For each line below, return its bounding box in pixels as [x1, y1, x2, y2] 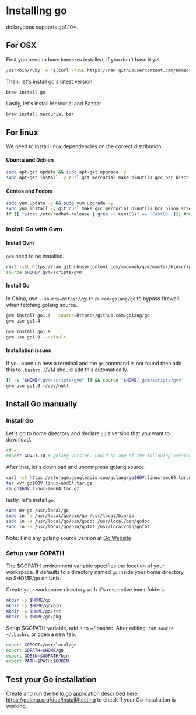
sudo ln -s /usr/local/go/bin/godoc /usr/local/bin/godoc [6, 518, 150, 525]
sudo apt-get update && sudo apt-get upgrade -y [6, 169, 127, 175]
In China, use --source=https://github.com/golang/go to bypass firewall [6, 295, 180, 302]
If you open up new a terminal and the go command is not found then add [6, 360, 182, 367]
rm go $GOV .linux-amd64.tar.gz [6, 485, 80, 491]
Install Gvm [6, 240, 34, 247]
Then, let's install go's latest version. [6, 78, 94, 85]
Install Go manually [6, 399, 78, 409]
